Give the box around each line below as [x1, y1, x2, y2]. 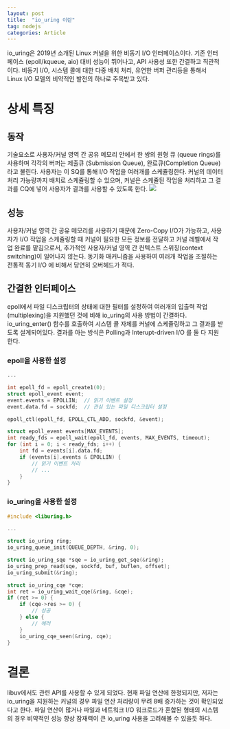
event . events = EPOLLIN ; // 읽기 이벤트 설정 [7, 397, 133, 404]
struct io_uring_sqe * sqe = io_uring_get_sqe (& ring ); [7, 556, 165, 564]
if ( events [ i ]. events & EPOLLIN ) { [19, 453, 122, 461]
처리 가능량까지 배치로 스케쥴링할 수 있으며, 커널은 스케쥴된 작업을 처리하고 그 [7, 176, 214, 184]
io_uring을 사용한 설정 [7, 497, 78, 506]
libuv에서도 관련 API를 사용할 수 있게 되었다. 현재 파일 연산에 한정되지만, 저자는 [7, 688, 218, 697]
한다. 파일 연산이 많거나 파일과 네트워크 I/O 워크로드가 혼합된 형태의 [19, 706, 200, 714]
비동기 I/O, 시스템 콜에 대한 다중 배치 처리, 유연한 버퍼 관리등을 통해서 [21, 66, 207, 74]
